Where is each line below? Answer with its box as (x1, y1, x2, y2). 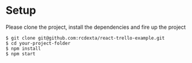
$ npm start (5, 50, 36, 57)
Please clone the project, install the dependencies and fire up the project (5, 23, 186, 31)
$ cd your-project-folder (5, 40, 70, 46)
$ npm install (5, 46, 42, 52)
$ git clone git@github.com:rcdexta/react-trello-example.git (5, 35, 165, 41)
